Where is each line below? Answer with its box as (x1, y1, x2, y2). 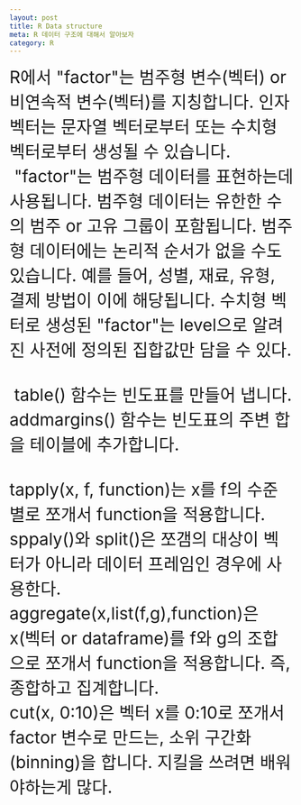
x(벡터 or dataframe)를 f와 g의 (9, 627, 243, 649)
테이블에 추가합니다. (30, 434, 180, 455)
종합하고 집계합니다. (9, 677, 160, 699)
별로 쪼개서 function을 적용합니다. (9, 504, 266, 526)
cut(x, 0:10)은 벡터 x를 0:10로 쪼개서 (9, 702, 286, 724)
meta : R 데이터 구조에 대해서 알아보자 (9, 30, 134, 39)
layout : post (9, 13, 59, 23)
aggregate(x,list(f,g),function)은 (9, 603, 260, 625)
